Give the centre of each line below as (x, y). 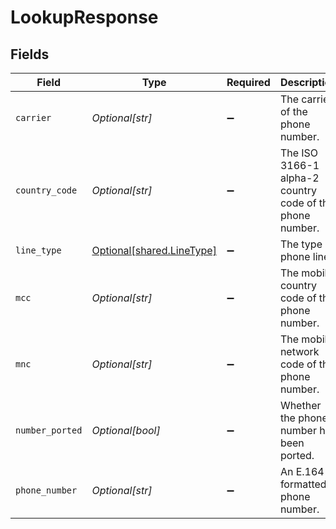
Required (248, 82)
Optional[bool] (126, 430)
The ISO (299, 153)
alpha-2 (299, 178)
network (299, 351)
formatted (303, 484)
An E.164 (302, 471)
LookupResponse (84, 17)
